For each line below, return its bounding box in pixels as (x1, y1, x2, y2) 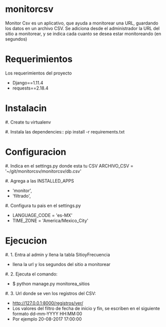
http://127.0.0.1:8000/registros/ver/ (12, 300, 84, 306)
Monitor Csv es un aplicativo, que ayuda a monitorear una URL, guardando (5, 20, 159, 26)
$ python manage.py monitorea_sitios (12, 280, 90, 286)
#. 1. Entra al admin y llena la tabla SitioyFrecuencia (5, 251, 111, 257)
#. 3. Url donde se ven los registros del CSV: (5, 290, 96, 296)
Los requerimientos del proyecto (5, 70, 72, 76)
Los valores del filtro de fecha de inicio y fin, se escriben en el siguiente (12, 305, 161, 311)
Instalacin (5, 102, 47, 114)
